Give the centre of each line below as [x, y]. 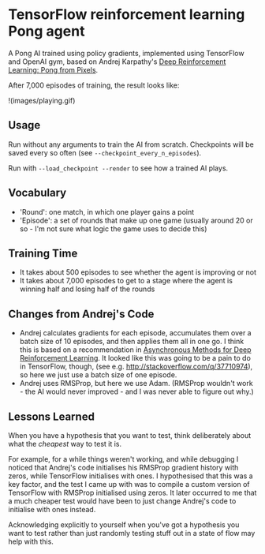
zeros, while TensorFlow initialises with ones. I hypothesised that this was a [131, 476]
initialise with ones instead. [52, 509]
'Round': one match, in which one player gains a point [107, 211]
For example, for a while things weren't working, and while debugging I [123, 459]
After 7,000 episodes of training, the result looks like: [94, 85]
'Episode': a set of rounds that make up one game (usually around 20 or [136, 220]
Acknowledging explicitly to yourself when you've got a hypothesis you [124, 525]
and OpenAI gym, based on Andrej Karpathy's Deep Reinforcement [117, 62]
